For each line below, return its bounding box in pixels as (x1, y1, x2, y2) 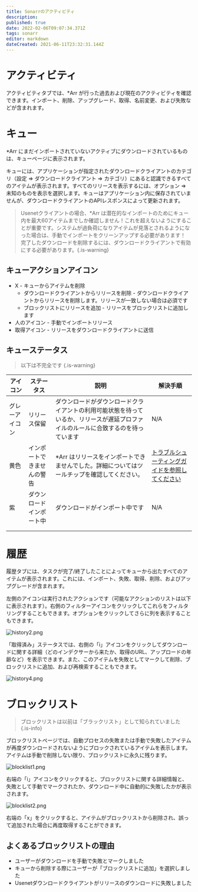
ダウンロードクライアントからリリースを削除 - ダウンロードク (23, 289, 173, 297)
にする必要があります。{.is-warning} (20, 246, 110, 254)
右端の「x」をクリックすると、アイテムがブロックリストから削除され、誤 (6, 814, 184, 821)
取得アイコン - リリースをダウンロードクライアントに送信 (14, 326, 154, 333)
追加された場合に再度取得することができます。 (11, 822, 125, 829)
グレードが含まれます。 (11, 582, 68, 590)
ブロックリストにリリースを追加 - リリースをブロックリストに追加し (23, 304, 189, 311)
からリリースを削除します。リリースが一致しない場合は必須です (34, 297, 188, 304)
